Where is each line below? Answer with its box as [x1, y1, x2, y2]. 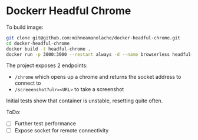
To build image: [6, 24, 44, 31]
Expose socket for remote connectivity [14, 126, 109, 134]
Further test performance [14, 120, 77, 127]
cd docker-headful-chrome [6, 40, 70, 46]
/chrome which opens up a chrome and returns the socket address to [14, 74, 181, 81]
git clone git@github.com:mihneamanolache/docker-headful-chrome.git [6, 35, 181, 41]
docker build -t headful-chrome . [6, 46, 91, 52]
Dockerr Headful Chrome [6, 4, 131, 18]
